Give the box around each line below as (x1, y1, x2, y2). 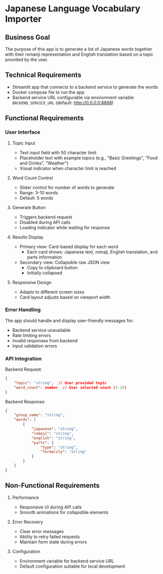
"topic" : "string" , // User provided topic (14, 380, 107, 385)
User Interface (5, 129, 40, 136)
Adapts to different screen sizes (19, 289, 85, 295)
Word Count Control (12, 175, 53, 180)
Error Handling (5, 306, 41, 313)
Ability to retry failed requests (19, 534, 80, 539)
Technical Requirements (5, 71, 82, 79)
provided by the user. (5, 57, 48, 62)
